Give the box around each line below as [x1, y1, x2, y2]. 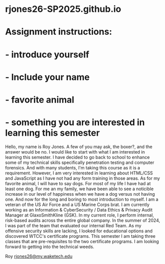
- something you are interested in [5, 117, 145, 128]
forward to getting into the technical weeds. [5, 244, 95, 250]
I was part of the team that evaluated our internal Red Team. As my [5, 222, 142, 228]
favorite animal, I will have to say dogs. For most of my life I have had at [5, 180, 151, 186]
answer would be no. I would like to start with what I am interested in [5, 149, 145, 155]
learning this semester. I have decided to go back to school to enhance [5, 154, 150, 160]
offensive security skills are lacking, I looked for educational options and [5, 228, 153, 234]
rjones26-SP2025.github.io [5, 3, 121, 15]
